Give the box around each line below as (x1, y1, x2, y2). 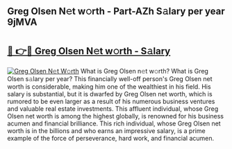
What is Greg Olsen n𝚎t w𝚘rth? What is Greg (80, 67, 208, 75)
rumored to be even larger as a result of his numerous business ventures (7, 97, 215, 105)
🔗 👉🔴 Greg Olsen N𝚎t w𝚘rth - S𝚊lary (7, 45, 171, 57)
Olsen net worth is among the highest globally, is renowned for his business (7, 112, 224, 120)
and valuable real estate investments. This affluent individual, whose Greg (7, 105, 219, 113)
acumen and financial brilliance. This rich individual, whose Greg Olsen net (7, 119, 221, 128)
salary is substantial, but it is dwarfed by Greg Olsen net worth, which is (7, 90, 213, 98)
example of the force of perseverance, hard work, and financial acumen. (7, 134, 215, 142)
